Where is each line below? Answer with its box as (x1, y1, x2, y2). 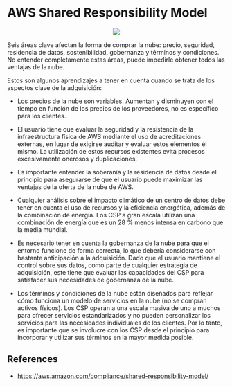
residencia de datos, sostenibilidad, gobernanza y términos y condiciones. (7, 48, 220, 56)
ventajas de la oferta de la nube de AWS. (17, 182, 134, 191)
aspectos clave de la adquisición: (7, 83, 102, 91)
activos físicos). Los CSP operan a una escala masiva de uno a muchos (17, 303, 221, 312)
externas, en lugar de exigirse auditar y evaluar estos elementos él (17, 140, 207, 148)
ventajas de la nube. (7, 62, 65, 71)
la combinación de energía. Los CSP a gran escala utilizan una (17, 210, 195, 219)
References (7, 353, 58, 365)
